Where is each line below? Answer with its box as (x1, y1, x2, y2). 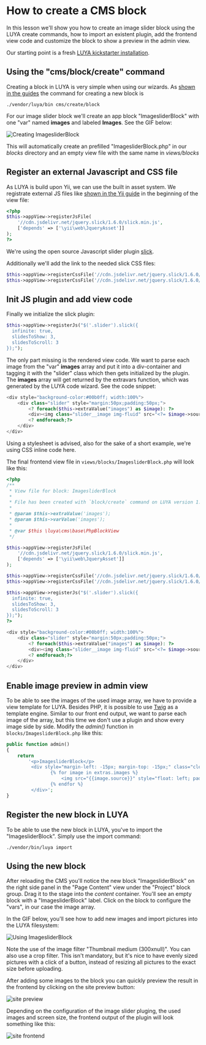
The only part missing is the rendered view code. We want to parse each (6, 356, 190, 363)
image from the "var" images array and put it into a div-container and (6, 363, 182, 370)
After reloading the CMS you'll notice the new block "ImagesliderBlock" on (6, 877, 195, 885)
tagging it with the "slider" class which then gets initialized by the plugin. (6, 369, 190, 376)
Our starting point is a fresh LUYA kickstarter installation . (6, 49, 150, 56)
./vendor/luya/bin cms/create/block (6, 101, 100, 107)
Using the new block (6, 861, 86, 871)
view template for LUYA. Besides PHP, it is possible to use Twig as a (6, 703, 178, 710)
